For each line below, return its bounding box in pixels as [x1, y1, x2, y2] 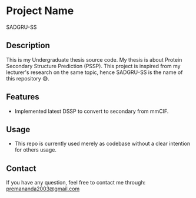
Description [6, 41, 50, 51]
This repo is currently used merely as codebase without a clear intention [14, 140, 190, 147]
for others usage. [14, 146, 57, 153]
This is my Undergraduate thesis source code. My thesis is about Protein [6, 56, 182, 63]
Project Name [6, 4, 74, 18]
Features [6, 92, 39, 102]
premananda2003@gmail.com [6, 185, 80, 192]
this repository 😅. [6, 75, 50, 82]
